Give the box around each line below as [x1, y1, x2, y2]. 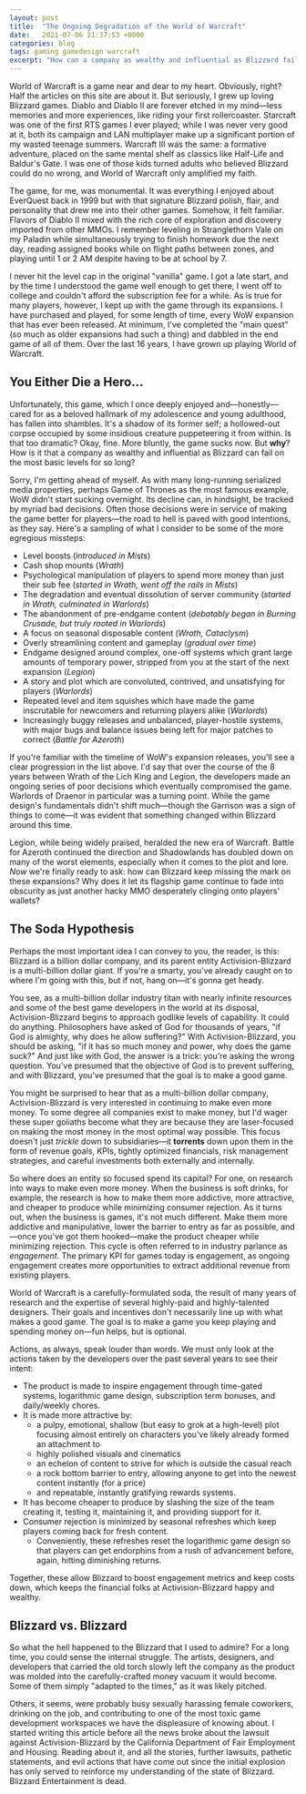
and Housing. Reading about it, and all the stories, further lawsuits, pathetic [9, 1747, 292, 1758]
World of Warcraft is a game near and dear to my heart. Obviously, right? [9, 81, 282, 91]
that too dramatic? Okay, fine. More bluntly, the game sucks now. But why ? [9, 437, 291, 448]
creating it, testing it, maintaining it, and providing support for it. [22, 1506, 262, 1517]
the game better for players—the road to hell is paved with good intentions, [9, 513, 291, 524]
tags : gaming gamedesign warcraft [9, 47, 141, 56]
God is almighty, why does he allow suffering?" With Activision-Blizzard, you [9, 1031, 296, 1042]
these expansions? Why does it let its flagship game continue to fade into [9, 875, 284, 886]
